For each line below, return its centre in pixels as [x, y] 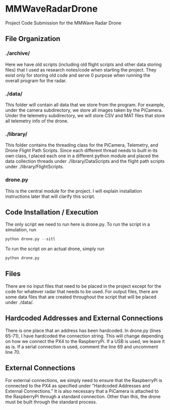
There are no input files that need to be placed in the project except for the [83, 286]
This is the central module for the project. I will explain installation [74, 191]
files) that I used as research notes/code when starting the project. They [81, 70]
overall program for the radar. [36, 80]
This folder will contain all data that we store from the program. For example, [85, 105]
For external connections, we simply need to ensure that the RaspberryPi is [84, 380]
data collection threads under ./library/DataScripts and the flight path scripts [85, 161]
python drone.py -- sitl [30, 239]
